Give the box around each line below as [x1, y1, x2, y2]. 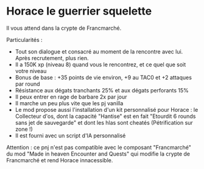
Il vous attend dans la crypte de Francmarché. [6, 24, 122, 32]
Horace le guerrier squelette [6, 4, 152, 18]
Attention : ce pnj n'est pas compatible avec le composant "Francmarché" [6, 143, 192, 151]
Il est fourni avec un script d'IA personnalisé [15, 132, 126, 139]
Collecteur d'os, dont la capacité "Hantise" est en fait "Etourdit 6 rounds [15, 112, 196, 120]
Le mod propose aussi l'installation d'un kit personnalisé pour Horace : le [15, 106, 199, 113]
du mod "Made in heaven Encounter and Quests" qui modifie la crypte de [6, 150, 191, 157]
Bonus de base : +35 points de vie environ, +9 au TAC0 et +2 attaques [15, 74, 192, 81]
